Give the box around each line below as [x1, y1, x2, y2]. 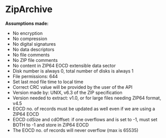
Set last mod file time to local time [12, 79, 84, 85]
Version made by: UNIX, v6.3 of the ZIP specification [12, 89, 122, 95]
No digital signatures [12, 41, 56, 47]
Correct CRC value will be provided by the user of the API [12, 84, 133, 90]
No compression [12, 36, 47, 42]
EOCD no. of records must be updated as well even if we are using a [12, 106, 155, 112]
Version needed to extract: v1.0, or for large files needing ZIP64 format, [12, 95, 161, 101]
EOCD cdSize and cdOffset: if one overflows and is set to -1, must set [12, 116, 158, 122]
